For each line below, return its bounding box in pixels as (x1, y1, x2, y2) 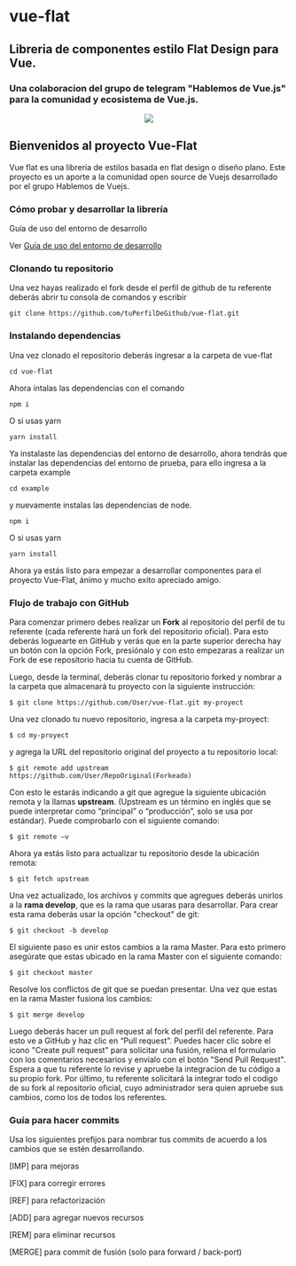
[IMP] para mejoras (9, 1160, 80, 1172)
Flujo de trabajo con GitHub (9, 596, 129, 609)
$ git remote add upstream (9, 763, 109, 773)
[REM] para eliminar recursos (9, 1230, 116, 1240)
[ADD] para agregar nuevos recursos (9, 1213, 144, 1223)
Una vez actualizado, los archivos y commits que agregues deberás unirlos (9, 890, 284, 900)
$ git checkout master (9, 968, 93, 977)
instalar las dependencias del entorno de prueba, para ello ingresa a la (9, 457, 267, 468)
